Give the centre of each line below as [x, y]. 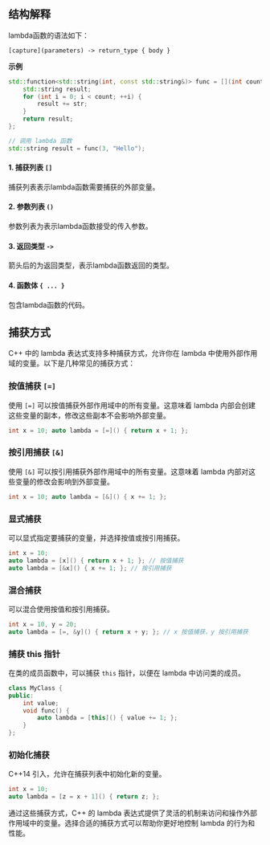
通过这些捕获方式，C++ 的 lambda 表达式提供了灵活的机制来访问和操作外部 [133, 813]
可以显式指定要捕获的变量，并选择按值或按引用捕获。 [96, 537]
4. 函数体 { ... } [37, 285]
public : [21, 696]
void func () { [46, 710]
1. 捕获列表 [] [31, 168]
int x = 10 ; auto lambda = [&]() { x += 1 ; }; [88, 496]
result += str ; [63, 104]
